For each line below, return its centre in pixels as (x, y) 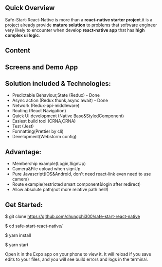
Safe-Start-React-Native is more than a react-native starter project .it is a (79, 19)
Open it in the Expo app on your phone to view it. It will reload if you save (78, 254)
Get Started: (24, 205)
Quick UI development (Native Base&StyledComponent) (68, 116)
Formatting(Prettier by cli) (38, 131)
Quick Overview (30, 8)
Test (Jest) (23, 126)
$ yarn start (17, 245)
